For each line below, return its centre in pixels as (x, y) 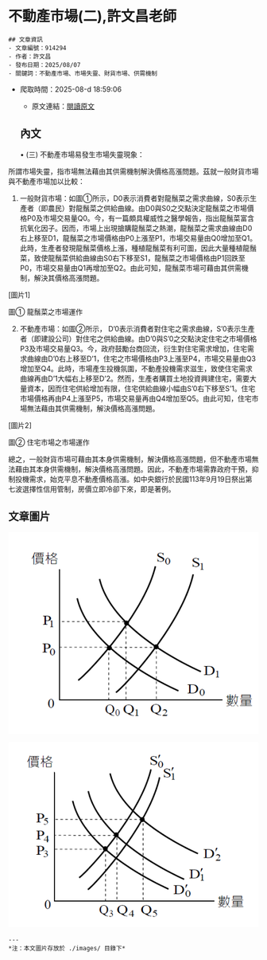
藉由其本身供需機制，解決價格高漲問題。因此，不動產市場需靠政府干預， (133, 469)
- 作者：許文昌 (30, 57)
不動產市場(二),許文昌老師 (93, 16)
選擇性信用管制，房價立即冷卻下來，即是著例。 (99, 489)
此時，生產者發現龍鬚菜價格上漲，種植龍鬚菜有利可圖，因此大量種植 (131, 248)
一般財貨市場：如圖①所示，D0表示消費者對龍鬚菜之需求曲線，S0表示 (135, 198)
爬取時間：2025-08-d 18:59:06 (70, 89)
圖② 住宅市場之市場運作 (49, 442)
